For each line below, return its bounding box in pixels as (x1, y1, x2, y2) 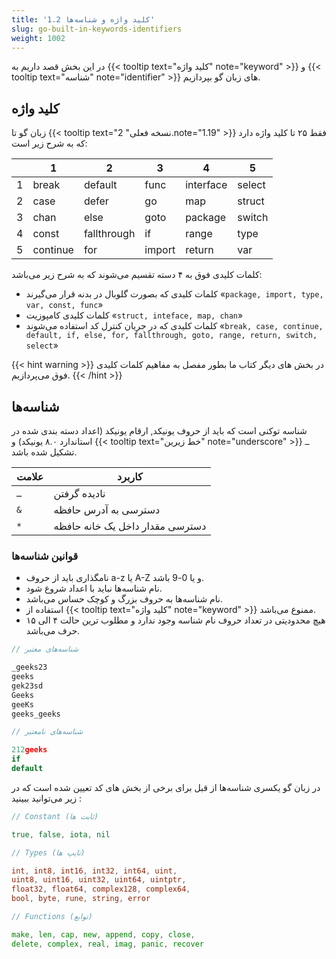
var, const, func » (25, 299, 104, 311)
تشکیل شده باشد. (11, 446, 78, 458)
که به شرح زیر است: (11, 137, 88, 150)
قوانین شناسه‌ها (11, 549, 79, 563)
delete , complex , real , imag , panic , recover (11, 939, 204, 949)
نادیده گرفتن (53, 487, 106, 500)
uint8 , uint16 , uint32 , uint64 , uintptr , (11, 875, 187, 885)
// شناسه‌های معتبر (11, 644, 79, 655)
